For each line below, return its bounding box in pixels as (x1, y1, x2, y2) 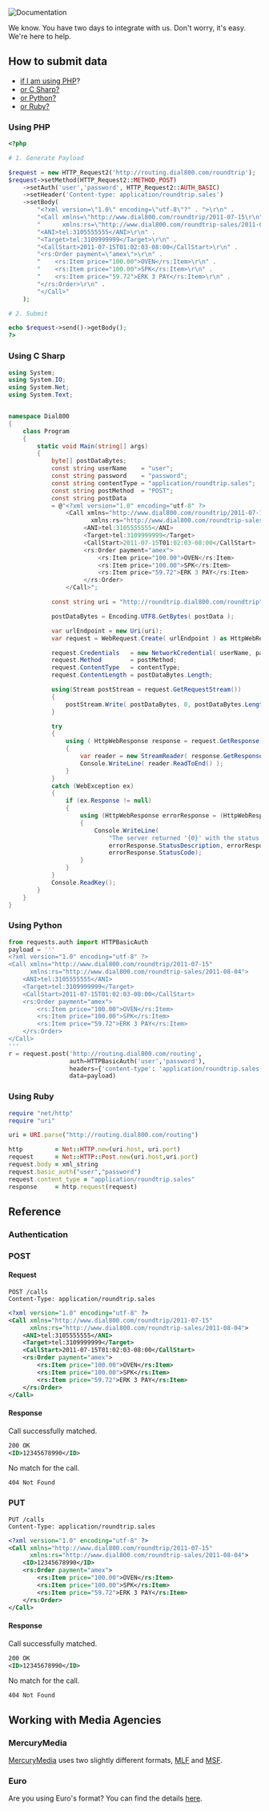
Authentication (8, 1229, 68, 1240)
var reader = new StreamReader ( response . (79, 753, 224, 761)
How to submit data (8, 54, 108, 68)
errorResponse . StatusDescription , (108, 841, 224, 849)
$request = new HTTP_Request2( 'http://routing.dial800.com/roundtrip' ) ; (8, 168, 256, 176)
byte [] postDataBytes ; (50, 457, 127, 465)
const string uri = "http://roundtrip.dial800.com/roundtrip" (50, 598, 263, 606)
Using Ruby (8, 1091, 54, 1102)
